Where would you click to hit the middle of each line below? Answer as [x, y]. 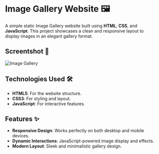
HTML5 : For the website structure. [47, 93]
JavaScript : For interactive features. [49, 104]
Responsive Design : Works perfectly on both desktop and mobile [78, 131]
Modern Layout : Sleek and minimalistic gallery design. [67, 146]
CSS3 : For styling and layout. [41, 98]
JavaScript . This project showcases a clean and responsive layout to [74, 31]
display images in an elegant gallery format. [49, 36]
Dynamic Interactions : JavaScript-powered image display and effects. [83, 141]
